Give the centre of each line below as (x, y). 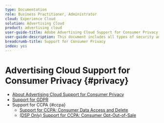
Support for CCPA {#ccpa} (39, 105)
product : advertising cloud (34, 28)
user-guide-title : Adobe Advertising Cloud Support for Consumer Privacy (82, 32)
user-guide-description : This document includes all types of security (79, 37)
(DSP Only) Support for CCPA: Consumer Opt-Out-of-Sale (78, 115)
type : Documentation (26, 10)
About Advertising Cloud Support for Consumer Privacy (68, 94)
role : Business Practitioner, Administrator (51, 14)
